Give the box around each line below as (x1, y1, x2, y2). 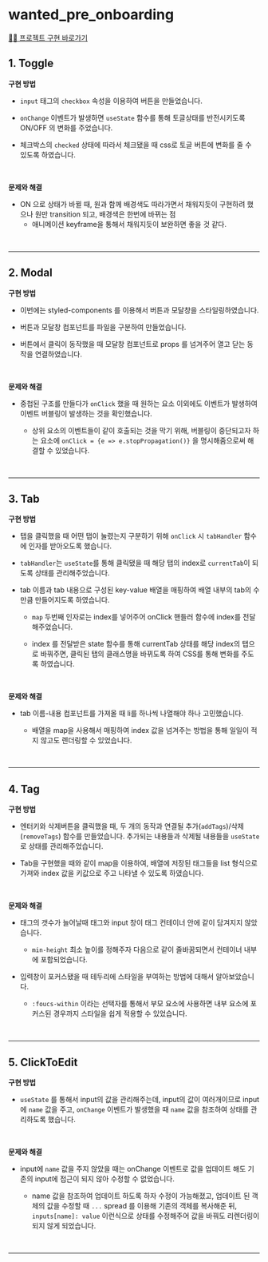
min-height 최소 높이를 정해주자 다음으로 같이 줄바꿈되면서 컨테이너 (31, 945, 242, 954)
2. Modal (8, 266, 53, 280)
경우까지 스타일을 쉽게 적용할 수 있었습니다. (53, 1009, 187, 1018)
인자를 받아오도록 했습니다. (28, 541, 112, 551)
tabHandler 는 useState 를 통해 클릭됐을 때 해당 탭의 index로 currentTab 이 (19, 558, 250, 568)
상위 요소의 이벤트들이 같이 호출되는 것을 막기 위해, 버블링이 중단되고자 (31, 425, 251, 435)
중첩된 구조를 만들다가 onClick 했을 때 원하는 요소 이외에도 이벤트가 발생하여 (19, 398, 258, 408)
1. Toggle (8, 57, 54, 70)
